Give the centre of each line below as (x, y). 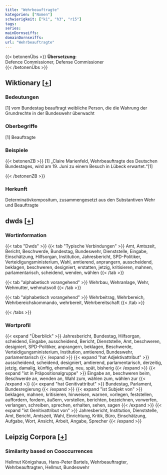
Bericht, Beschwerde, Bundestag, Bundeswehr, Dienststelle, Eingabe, (76, 251)
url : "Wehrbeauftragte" (30, 42)
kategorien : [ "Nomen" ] (29, 14)
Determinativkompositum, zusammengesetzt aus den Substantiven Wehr (80, 200)
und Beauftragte (22, 205)
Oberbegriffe (21, 126)
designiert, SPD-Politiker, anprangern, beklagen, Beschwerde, (69, 347)
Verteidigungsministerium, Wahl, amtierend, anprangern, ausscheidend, (79, 262)
